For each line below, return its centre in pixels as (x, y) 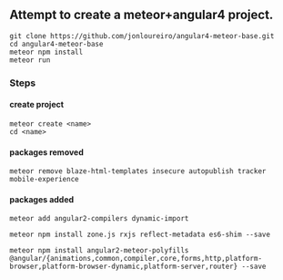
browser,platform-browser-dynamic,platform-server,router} (124, 267)
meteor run (30, 60)
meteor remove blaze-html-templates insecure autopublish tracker (138, 171)
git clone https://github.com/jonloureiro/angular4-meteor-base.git (142, 36)
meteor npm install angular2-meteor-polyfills (99, 251)
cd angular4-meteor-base (56, 44)
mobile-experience (44, 180)
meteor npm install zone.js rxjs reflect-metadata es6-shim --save (140, 235)
